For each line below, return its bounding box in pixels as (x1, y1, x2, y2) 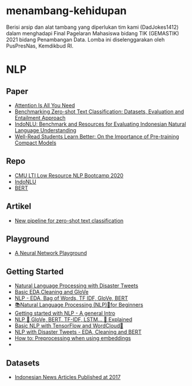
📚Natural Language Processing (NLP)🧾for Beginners (14, 301, 144, 308)
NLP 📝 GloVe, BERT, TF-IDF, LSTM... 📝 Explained (14, 316, 133, 323)
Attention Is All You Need (14, 102, 75, 109)
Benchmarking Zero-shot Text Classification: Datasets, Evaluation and (14, 108, 184, 115)
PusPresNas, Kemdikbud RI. (6, 42, 73, 49)
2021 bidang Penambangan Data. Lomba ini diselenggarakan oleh (6, 36, 165, 43)
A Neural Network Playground (14, 250, 87, 257)
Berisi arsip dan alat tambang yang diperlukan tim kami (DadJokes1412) (6, 24, 179, 31)
